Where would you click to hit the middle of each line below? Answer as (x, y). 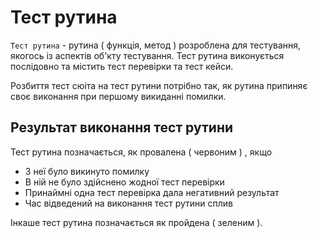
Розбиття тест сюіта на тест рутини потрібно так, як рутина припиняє (159, 85)
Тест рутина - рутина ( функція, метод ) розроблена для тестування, (156, 45)
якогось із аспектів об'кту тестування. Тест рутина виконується (147, 55)
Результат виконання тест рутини (121, 127)
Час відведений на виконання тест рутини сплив (129, 203)
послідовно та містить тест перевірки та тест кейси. (122, 66)
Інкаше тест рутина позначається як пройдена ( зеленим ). (136, 222)
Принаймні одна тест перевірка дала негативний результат (152, 192)
